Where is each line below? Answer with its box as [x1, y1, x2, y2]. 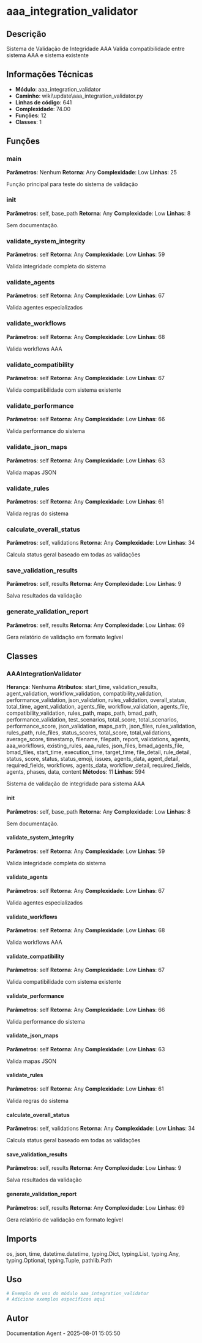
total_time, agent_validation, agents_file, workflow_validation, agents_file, [6, 703, 190, 710]
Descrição [6, 29, 47, 39]
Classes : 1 [15, 118, 42, 125]
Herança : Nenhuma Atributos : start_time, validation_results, [6, 683, 159, 691]
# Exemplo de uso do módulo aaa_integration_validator [6, 1291, 149, 1297]
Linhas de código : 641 [15, 98, 72, 106]
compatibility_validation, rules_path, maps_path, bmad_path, [6, 709, 158, 717]
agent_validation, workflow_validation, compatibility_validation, [6, 690, 163, 698]
